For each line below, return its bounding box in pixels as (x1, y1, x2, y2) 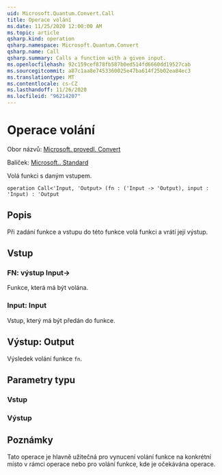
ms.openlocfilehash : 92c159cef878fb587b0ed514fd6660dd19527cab (7, 61, 191, 68)
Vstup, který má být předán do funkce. (7, 316, 115, 324)
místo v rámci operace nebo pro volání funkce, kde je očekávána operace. (7, 460, 216, 468)
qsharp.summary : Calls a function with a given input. (7, 55, 167, 62)
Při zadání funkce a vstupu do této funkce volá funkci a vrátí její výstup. (7, 228, 208, 236)
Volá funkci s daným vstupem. (7, 171, 92, 180)
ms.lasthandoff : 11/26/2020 (7, 86, 87, 93)
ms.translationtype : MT (7, 73, 75, 81)
